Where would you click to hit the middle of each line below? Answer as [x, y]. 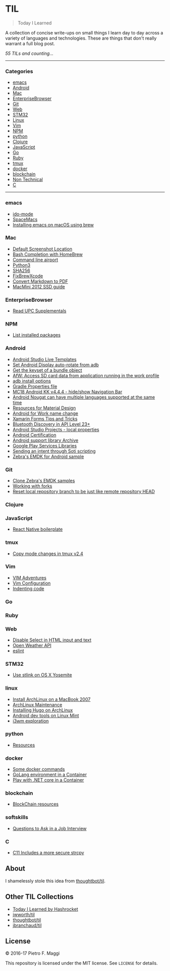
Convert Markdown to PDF [40, 281]
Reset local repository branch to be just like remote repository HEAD [84, 492]
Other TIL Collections [39, 897]
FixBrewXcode [28, 276]
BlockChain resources [36, 804]
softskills [17, 817]
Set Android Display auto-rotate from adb [56, 365]
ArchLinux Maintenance [37, 704]
